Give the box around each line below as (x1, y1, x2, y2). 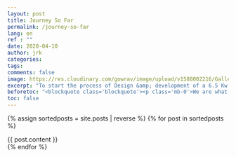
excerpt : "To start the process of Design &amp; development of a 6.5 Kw (7, 82, 228, 89)
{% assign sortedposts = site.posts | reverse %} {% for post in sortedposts (7, 114, 224, 123)
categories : (7, 56, 42, 63)
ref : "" (7, 36, 33, 43)
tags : (7, 62, 23, 69)
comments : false (7, 69, 55, 76)
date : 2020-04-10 (7, 43, 58, 50)
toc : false (7, 95, 39, 102)
